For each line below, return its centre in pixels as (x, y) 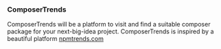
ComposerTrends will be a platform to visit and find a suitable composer (109, 24)
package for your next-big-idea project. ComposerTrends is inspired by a (110, 31)
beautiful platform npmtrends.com (56, 39)
